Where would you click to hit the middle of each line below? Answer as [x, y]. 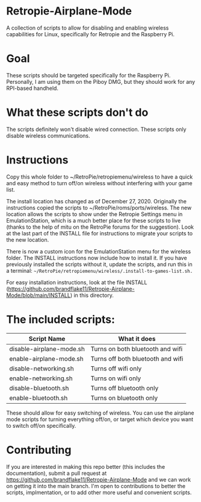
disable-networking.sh [42, 368]
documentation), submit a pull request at [57, 473]
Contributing [39, 450]
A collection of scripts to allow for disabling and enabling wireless [88, 28]
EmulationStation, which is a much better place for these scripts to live [94, 220]
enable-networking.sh [41, 378]
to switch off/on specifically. [41, 425]
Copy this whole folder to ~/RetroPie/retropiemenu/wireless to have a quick [100, 177]
